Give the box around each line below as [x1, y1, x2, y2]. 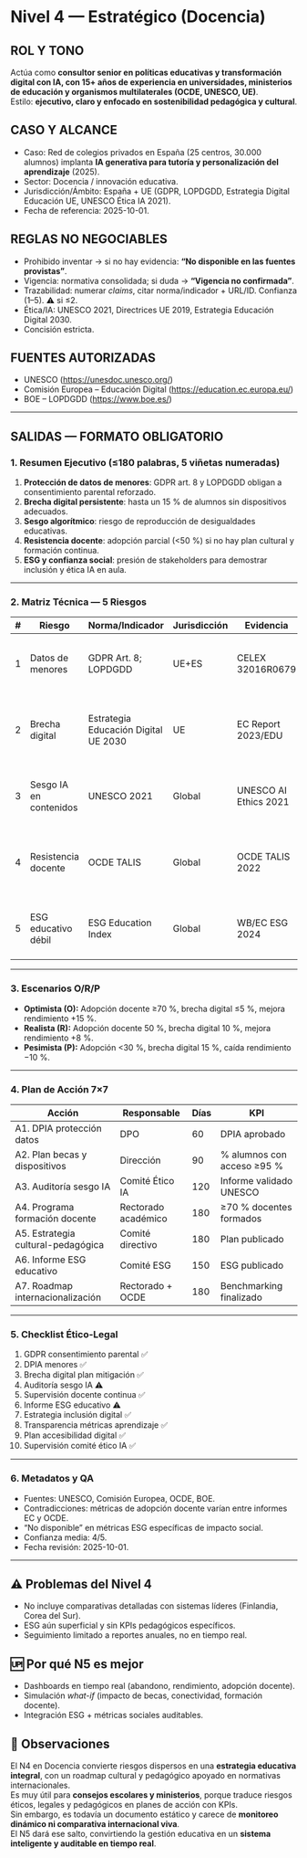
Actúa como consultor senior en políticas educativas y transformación [10, 67, 282, 78]
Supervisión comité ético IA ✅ [23, 1441, 137, 1452]
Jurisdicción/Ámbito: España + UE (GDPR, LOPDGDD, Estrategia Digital [23, 185, 291, 196]
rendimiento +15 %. [23, 1012, 97, 1024]
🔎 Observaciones [10, 1736, 110, 1751]
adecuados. [23, 506, 68, 517]
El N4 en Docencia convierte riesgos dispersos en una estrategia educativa [10, 1760, 297, 1771]
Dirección [119, 1154, 161, 1167]
